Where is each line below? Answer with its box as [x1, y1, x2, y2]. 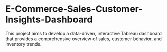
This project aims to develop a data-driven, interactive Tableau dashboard [5, 30, 162, 36]
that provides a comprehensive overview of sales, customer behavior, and [5, 36, 162, 42]
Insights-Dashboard [5, 14, 93, 25]
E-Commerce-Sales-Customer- [5, 3, 143, 15]
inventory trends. [5, 41, 42, 47]
